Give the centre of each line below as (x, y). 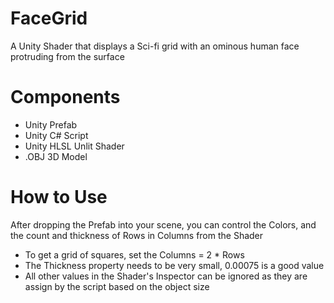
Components (65, 97)
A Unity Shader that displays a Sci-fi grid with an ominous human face (155, 46)
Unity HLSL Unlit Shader (74, 146)
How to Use (59, 197)
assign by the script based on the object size (117, 286)
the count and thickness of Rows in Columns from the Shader (137, 235)
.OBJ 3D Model (56, 156)
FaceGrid (49, 18)
